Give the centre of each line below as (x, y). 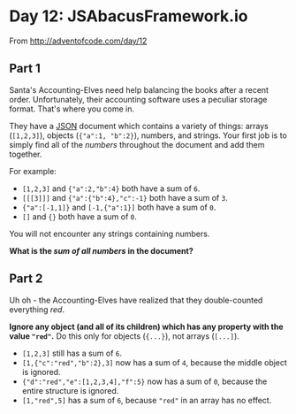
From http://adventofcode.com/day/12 (78, 41)
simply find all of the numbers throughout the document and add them (137, 144)
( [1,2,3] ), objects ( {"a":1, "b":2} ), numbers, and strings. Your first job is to (148, 135)
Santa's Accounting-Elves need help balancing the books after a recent (139, 89)
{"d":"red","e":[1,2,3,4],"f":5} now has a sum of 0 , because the (144, 381)
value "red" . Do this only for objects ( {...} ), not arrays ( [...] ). (125, 336)
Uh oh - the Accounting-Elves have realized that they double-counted (136, 300)
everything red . (37, 309)
